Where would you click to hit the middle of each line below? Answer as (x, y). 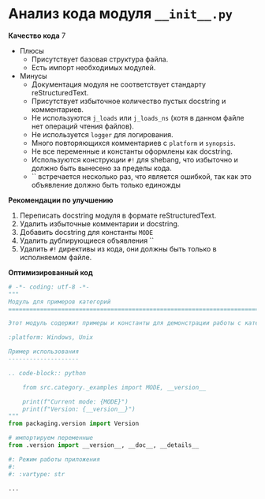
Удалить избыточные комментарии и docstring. (99, 223)
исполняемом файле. (56, 257)
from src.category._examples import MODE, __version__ (114, 387)
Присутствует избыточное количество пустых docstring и (129, 101)
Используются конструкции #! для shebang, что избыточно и (135, 159)
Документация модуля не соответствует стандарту (119, 84)
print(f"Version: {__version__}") (79, 409)
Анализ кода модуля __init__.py (120, 14)
